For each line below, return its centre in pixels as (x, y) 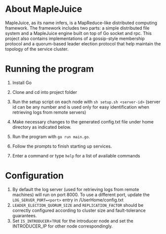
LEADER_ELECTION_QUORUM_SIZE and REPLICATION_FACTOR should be (78, 205)
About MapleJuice (44, 9)
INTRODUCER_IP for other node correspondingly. (62, 226)
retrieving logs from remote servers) (49, 112)
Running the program (50, 69)
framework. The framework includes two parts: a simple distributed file (77, 28)
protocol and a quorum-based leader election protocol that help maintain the (83, 43)
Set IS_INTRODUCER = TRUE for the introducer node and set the (73, 221)
